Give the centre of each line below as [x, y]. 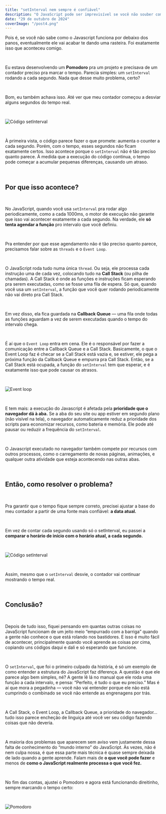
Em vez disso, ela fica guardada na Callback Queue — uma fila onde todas [82, 314]
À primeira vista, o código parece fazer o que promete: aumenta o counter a [83, 141]
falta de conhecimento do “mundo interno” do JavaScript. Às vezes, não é [81, 747]
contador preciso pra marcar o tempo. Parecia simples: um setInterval [78, 73]
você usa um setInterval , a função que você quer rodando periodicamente [82, 289]
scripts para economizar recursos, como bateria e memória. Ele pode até [80, 424]
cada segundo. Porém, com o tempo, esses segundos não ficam [71, 146]
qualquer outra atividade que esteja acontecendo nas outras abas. [73, 459]
